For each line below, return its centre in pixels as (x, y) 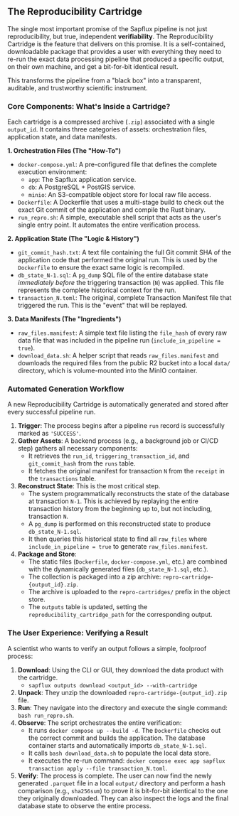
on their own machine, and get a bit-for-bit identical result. (93, 66)
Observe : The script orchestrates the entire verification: (100, 723)
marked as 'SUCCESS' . (49, 434)
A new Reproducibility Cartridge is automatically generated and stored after (118, 404)
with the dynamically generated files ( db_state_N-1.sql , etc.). (118, 569)
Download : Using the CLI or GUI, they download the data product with (121, 670)
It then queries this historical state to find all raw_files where (118, 539)
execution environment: (52, 172)
